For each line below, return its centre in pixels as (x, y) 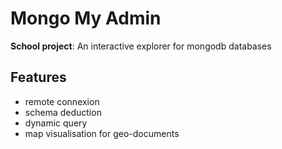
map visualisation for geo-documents (102, 133)
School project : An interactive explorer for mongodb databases (141, 46)
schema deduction (63, 112)
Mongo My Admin (86, 18)
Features (38, 77)
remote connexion (62, 101)
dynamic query (56, 123)
